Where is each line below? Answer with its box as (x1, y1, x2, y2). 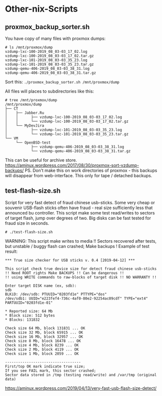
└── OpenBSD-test (15, 140, 51, 145)
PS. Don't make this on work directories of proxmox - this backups (25, 167, 157, 173)
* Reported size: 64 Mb (5, 309, 53, 313)
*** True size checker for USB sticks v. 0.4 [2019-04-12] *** (5, 258, 135, 263)
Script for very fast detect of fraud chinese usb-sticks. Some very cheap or (5, 199, 155, 205)
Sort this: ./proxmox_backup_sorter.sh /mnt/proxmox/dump (5, 79, 119, 84)
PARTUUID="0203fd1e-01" (5, 300, 53, 305)
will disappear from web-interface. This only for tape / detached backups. (5, 173, 152, 178)
